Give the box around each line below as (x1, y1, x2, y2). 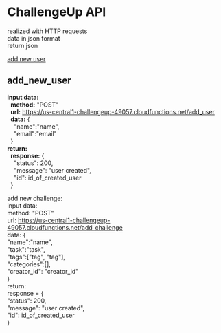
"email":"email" (13, 129, 57, 138)
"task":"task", (7, 245, 46, 253)
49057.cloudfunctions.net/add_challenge (7, 223, 124, 231)
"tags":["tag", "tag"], (7, 253, 65, 261)
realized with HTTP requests (7, 27, 88, 35)
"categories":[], (7, 259, 51, 268)
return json (7, 41, 38, 50)
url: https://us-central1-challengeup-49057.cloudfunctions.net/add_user (10, 107, 215, 116)
